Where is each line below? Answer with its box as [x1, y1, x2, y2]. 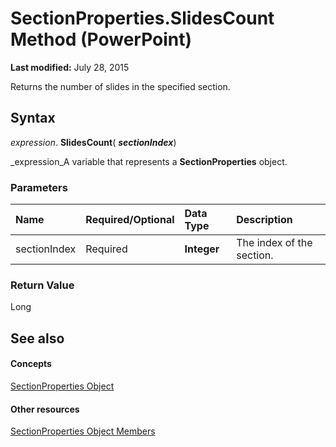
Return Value [10, 278, 75, 292]
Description [236, 213, 293, 227]
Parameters [10, 180, 68, 194]
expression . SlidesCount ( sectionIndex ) [10, 136, 177, 148]
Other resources [10, 403, 80, 415]
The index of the [236, 236, 313, 250]
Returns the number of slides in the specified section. [10, 80, 231, 92]
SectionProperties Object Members [10, 425, 156, 437]
